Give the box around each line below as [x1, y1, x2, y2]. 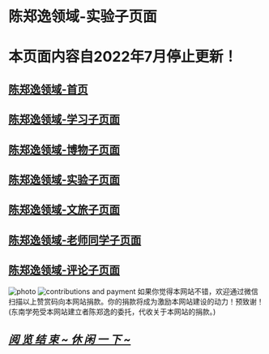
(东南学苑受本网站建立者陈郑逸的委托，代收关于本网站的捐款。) [8, 306, 216, 317]
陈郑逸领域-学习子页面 [8, 113, 120, 127]
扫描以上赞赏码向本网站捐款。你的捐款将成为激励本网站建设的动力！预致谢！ [8, 296, 264, 306]
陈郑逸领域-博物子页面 [8, 143, 120, 157]
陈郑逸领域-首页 [8, 82, 88, 96]
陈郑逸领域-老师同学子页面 [8, 233, 142, 247]
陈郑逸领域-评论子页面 [8, 263, 120, 277]
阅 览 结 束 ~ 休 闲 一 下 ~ [8, 332, 131, 346]
